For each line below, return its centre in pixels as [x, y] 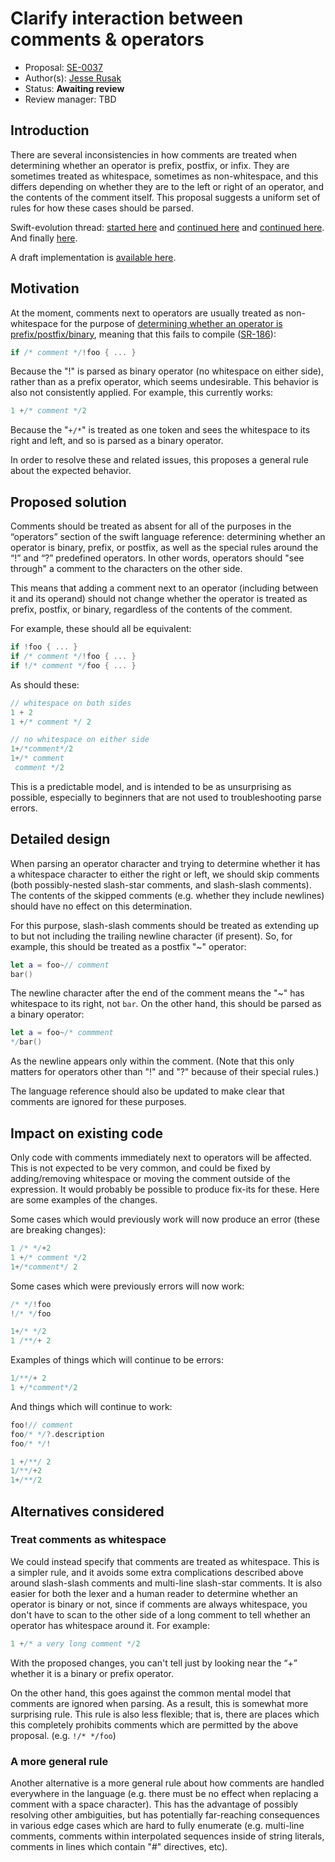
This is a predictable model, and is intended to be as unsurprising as [151, 786]
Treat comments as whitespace [88, 1540]
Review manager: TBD [70, 99]
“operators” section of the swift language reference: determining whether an [168, 537]
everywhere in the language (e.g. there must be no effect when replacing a [164, 1793]
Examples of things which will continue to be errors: [117, 1360]
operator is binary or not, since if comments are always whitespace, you [159, 1604]
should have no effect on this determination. [101, 906]
